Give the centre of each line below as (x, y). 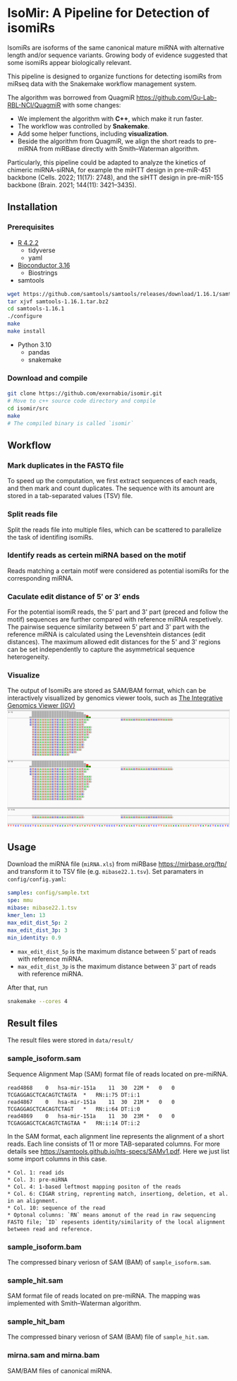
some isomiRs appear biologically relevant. (69, 62)
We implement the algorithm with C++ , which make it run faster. (110, 119)
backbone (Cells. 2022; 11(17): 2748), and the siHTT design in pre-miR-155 (115, 177)
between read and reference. (50, 1229)
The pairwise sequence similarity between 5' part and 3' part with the (109, 627)
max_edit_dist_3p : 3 (38, 930)
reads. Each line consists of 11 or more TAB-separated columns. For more (114, 1144)
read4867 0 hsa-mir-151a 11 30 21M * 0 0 (91, 1102)
